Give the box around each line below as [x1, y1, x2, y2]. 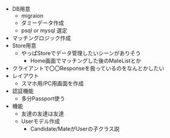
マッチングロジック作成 [12, 34, 71, 41]
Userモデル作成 [21, 117, 60, 125]
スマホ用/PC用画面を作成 [21, 80, 84, 87]
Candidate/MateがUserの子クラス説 [30, 125, 120, 132]
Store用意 [12, 42, 36, 49]
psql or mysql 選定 [21, 27, 68, 34]
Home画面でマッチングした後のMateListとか [30, 57, 141, 64]
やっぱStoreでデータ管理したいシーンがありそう [21, 50, 141, 56]
